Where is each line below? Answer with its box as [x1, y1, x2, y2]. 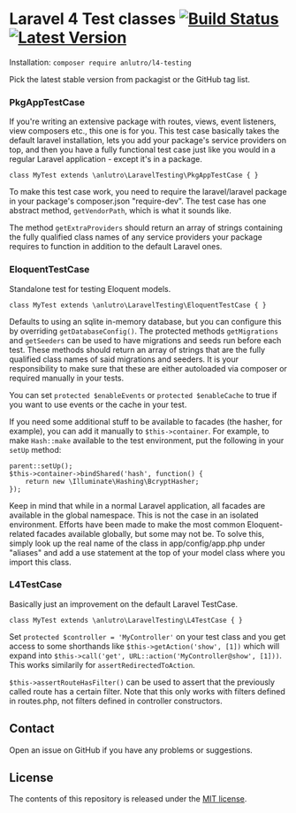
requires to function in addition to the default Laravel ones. [9, 242, 223, 252]
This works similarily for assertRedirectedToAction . [9, 659, 196, 670]
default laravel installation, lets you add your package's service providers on [9, 135, 287, 146]
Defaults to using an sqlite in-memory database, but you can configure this [9, 316, 282, 326]
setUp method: [9, 444, 62, 455]
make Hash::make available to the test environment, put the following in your [9, 434, 285, 446]
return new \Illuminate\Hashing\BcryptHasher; [25, 477, 200, 486]
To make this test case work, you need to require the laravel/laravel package [9, 187, 287, 197]
